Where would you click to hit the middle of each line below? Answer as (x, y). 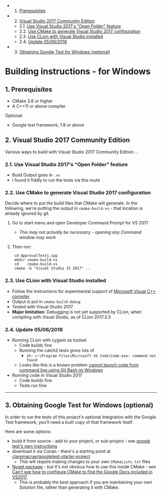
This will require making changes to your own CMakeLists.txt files (85, 462)
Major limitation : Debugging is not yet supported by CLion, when (77, 312)
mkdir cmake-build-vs (36, 260)
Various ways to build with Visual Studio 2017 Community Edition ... (72, 152)
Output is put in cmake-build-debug (46, 302)
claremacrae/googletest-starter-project (51, 456)
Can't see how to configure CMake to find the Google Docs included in (82, 472)
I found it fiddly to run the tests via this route (56, 180)
